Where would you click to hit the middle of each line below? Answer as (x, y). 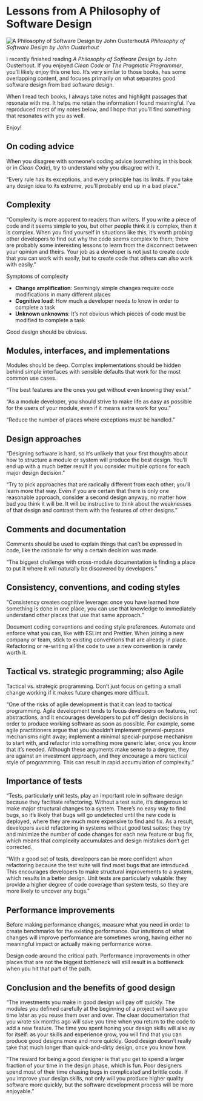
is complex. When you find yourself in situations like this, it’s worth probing (99, 232)
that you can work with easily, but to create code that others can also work (99, 258)
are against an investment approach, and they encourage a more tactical (97, 756)
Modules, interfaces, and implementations (88, 350)
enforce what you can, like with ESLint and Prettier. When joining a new (95, 633)
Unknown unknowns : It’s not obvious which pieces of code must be (100, 314)
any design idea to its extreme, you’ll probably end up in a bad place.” (93, 185)
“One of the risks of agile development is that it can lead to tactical (89, 704)
